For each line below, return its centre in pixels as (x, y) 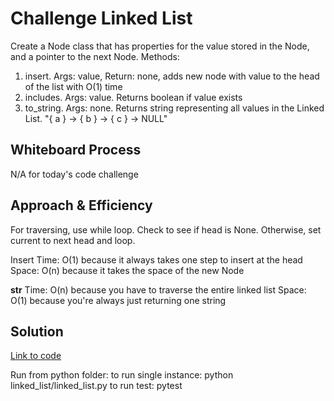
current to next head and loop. (73, 240)
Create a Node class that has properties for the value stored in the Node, (160, 46)
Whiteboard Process (76, 150)
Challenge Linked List (101, 18)
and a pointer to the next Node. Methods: (95, 56)
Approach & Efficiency (81, 205)
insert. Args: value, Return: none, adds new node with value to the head (172, 76)
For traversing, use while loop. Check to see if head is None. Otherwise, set (166, 229)
